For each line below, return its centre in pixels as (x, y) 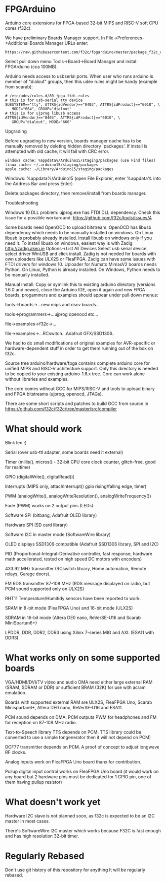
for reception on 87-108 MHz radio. (41, 722)
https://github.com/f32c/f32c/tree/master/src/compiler (61, 408)
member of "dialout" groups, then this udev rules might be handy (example (81, 81)
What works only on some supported (83, 658)
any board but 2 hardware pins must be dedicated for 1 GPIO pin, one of (78, 777)
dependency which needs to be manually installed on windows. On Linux (79, 232)
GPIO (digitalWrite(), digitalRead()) (40, 476)
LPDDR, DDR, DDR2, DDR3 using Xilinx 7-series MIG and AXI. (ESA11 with (80, 632)
